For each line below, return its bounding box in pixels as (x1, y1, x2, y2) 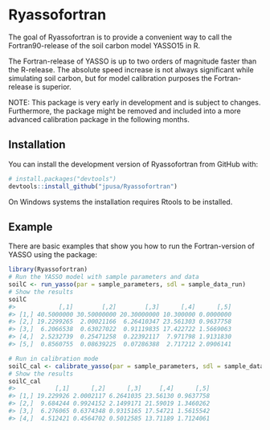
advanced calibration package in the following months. (8, 114, 190, 124)
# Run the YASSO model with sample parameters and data (8, 273, 199, 281)
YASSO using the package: (8, 250, 98, 260)
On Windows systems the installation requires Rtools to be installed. (8, 197, 233, 207)
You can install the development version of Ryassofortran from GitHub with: (8, 159, 259, 169)
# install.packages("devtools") (8, 174, 117, 182)
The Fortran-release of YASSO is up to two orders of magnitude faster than (8, 56, 257, 66)
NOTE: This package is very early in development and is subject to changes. (8, 97, 261, 107)
